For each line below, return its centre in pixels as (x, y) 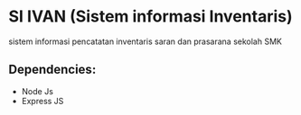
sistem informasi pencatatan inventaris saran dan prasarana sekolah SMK (145, 41)
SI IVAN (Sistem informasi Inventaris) (150, 17)
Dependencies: (52, 70)
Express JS (42, 101)
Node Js (37, 91)
